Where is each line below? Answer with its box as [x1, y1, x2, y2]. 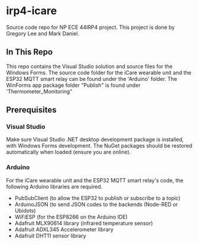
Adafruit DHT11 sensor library [14, 232, 87, 239]
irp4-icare [6, 4, 57, 18]
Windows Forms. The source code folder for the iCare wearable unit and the [6, 69, 191, 76]
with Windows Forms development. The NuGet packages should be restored [6, 142, 193, 149]
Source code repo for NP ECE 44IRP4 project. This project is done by [6, 24, 175, 31]
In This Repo [6, 47, 53, 57]
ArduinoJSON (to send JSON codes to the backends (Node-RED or [14, 201, 178, 208]
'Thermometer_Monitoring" [6, 87, 73, 95]
